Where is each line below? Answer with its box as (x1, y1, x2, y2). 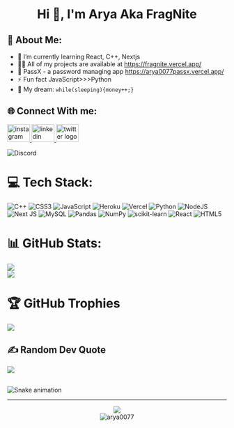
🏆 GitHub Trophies (7, 296, 120, 311)
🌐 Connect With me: (7, 105, 97, 117)
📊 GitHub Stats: (7, 235, 102, 251)
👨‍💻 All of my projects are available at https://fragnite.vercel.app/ (17, 60, 202, 68)
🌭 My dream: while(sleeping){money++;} (17, 85, 134, 93)
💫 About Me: (7, 34, 63, 46)
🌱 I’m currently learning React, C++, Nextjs (17, 52, 141, 61)
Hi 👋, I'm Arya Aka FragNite (37, 6, 197, 22)
